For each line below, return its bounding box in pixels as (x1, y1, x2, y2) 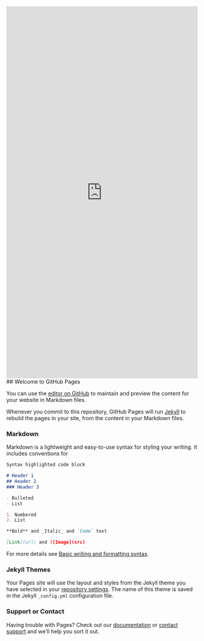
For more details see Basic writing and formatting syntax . (6, 550, 149, 558)
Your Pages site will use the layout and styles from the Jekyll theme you (6, 579, 186, 586)
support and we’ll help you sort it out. (6, 628, 100, 635)
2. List (6, 517, 26, 524)
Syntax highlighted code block (6, 462, 86, 468)
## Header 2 (6, 479, 36, 485)
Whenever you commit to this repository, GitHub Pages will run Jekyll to (6, 408, 186, 415)
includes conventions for (6, 450, 69, 457)
